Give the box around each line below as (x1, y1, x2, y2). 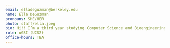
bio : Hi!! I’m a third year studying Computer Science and (5, 26, 133, 31)
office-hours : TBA (5, 35, 44, 40)
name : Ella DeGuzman (5, 12, 49, 17)
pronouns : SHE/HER (5, 16, 44, 21)
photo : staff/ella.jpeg (5, 21, 56, 26)
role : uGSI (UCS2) (5, 30, 44, 35)
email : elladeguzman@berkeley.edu (5, 7, 78, 12)
